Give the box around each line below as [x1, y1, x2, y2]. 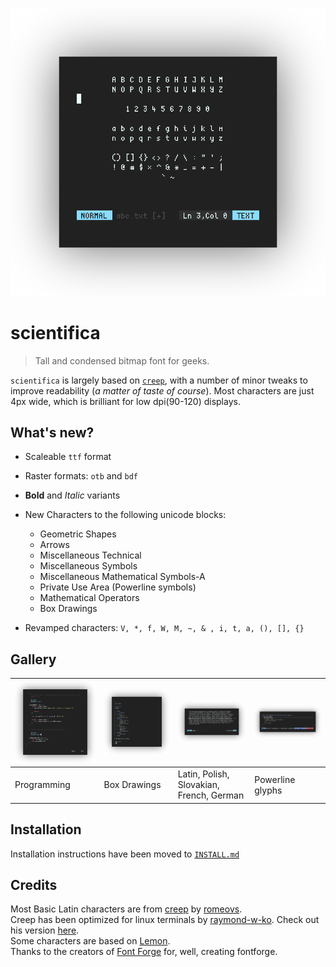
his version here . [10, 924, 80, 937]
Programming [14, 779, 71, 791]
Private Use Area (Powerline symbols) [39, 581, 197, 593]
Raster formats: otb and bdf [24, 470, 138, 482]
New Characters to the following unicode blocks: [24, 509, 227, 521]
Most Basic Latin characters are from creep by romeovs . [10, 903, 243, 915]
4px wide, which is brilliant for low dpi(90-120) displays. [10, 395, 241, 407]
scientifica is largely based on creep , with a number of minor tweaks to [10, 374, 308, 386]
